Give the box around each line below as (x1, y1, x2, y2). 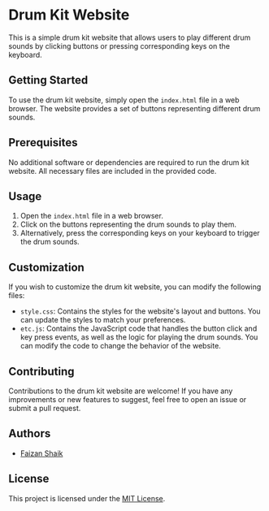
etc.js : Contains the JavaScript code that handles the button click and (20, 323, 258, 334)
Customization (8, 260, 85, 274)
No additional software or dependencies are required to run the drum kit (8, 157, 249, 167)
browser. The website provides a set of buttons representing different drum (8, 103, 261, 113)
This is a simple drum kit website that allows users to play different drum (8, 32, 251, 42)
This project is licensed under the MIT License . (8, 493, 166, 503)
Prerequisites (8, 136, 78, 149)
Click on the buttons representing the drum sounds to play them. (20, 219, 237, 229)
